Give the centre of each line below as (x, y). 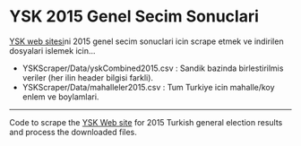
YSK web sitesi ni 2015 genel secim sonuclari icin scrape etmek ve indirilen (146, 41)
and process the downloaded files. (73, 132)
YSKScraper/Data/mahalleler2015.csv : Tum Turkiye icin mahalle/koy (148, 87)
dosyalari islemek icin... (52, 50)
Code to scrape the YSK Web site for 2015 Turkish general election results (146, 122)
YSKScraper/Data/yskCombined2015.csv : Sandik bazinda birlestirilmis (153, 68)
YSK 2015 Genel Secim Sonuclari (134, 17)
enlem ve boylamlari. (60, 97)
